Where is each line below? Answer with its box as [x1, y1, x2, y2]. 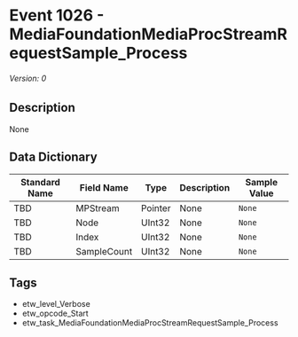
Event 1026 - [9, 5, 105, 26]
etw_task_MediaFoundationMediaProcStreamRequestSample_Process [21, 317, 278, 328]
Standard [20, 176, 60, 188]
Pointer [140, 201, 171, 214]
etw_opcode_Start [21, 308, 89, 319]
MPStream [75, 201, 120, 214]
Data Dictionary [9, 150, 98, 165]
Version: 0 [9, 73, 47, 83]
